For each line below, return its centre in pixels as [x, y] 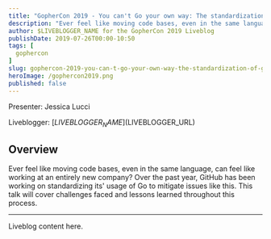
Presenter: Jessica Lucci [49, 107]
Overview [33, 149]
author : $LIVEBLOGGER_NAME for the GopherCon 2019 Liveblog [112, 31]
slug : [17, 69]
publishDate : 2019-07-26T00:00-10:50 [72, 38]
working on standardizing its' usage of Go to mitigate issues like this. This [131, 186]
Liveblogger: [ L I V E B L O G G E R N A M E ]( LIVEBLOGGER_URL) [102, 123]
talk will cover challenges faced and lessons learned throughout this [122, 195]
